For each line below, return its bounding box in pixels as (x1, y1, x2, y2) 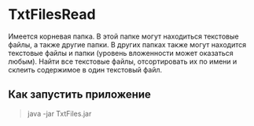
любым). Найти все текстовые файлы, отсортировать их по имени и (8, 57, 237, 66)
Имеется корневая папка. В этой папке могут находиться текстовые (8, 31, 239, 41)
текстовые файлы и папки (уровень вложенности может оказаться (8, 48, 234, 57)
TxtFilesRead (8, 6, 96, 24)
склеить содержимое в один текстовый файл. (8, 65, 163, 74)
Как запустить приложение (8, 88, 152, 102)
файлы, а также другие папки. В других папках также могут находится (8, 39, 246, 49)
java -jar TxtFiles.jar (27, 109, 92, 118)
